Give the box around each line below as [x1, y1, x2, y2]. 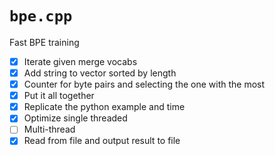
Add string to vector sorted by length [23, 67, 177, 79]
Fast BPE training [9, 36, 80, 48]
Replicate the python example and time [23, 101, 186, 113]
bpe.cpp [9, 7, 73, 26]
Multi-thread [23, 123, 76, 136]
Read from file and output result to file [23, 135, 181, 147]
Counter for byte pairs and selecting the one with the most [23, 78, 266, 91]
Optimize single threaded [23, 112, 128, 124]
